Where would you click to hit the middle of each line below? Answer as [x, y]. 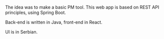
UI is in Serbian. [21, 32]
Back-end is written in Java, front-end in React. [54, 22]
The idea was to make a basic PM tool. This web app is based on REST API [82, 7]
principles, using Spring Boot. [36, 12]
